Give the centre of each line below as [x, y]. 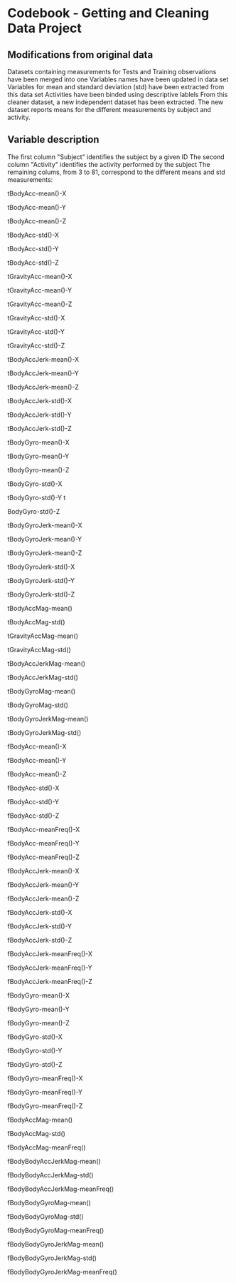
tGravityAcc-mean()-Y [40, 290]
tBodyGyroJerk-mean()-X [45, 525]
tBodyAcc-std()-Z [33, 263]
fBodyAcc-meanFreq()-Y [43, 843]
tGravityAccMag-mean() [43, 636]
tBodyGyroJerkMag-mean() [48, 719]
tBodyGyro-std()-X [35, 484]
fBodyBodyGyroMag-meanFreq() [56, 1230]
